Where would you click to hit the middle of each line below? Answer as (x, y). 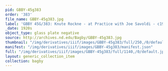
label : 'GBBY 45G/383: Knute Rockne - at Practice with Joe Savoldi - (80, 24)
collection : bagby (24, 61)
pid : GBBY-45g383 (23, 10)
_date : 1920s (19, 28)
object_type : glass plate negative (42, 33)
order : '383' (19, 14)
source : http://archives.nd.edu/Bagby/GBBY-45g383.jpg (63, 38)
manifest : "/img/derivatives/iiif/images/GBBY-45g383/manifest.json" (79, 47)
